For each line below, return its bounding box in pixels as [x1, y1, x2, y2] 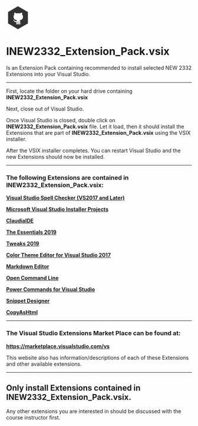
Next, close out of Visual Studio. [6, 105, 84, 112]
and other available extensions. [6, 360, 82, 368]
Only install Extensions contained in [6, 383, 141, 393]
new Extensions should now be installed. [6, 153, 105, 160]
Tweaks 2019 [6, 240, 39, 248]
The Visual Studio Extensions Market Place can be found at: [6, 329, 181, 337]
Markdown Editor [6, 263, 49, 270]
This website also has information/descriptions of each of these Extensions [6, 354, 189, 361]
